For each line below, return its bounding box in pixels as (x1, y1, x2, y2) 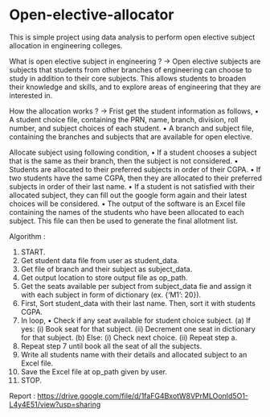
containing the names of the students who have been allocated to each (9, 207, 244, 217)
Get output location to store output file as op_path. (20, 272, 188, 283)
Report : (9, 390, 35, 400)
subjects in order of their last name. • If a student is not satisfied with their (9, 181, 256, 191)
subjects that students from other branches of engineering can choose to (9, 64, 252, 74)
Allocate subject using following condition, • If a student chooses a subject (9, 147, 257, 157)
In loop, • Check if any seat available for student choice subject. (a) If (20, 316, 252, 325)
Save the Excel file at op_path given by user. (20, 366, 168, 376)
